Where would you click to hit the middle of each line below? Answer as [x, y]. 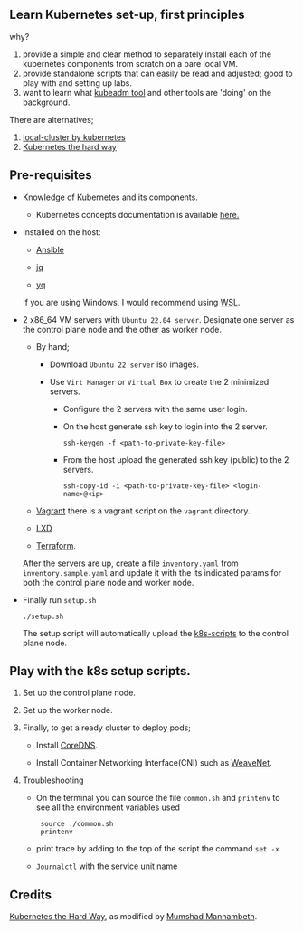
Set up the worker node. [67, 710]
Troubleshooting [53, 780]
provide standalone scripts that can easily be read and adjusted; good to [157, 73]
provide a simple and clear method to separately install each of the [147, 54]
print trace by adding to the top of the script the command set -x [158, 849]
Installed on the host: [62, 232]
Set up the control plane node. [79, 693]
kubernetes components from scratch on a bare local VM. [130, 63]
